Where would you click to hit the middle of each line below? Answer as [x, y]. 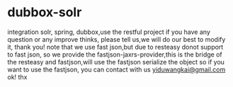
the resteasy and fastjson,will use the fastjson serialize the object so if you [116, 62]
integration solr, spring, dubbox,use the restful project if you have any [109, 32]
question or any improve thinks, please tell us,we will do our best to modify [116, 39]
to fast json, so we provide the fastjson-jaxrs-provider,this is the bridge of [115, 54]
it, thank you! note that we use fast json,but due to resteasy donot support [115, 47]
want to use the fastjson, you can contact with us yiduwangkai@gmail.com [116, 69]
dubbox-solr [45, 12]
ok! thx [17, 77]
